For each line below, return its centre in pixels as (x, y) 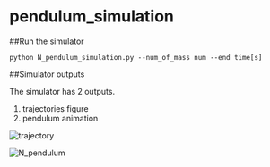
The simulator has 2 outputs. (62, 91)
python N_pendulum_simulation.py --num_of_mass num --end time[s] (136, 57)
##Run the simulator (47, 41)
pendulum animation (60, 118)
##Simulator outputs (47, 74)
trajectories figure (55, 108)
